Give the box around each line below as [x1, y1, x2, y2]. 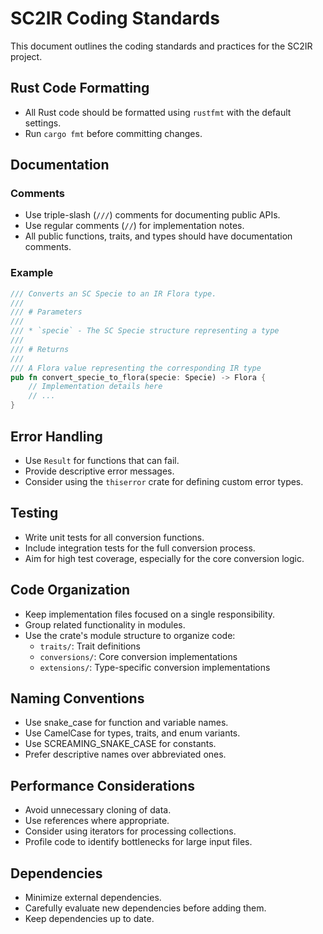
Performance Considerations [10, 777, 195, 794]
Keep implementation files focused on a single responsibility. [24, 608, 276, 620]
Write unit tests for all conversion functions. [24, 531, 205, 543]
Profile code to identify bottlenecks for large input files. [24, 836, 253, 848]
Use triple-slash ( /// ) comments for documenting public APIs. [24, 209, 281, 221]
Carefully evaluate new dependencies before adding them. [24, 902, 267, 914]
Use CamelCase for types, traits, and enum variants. [24, 727, 241, 739]
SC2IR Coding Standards [10, 7, 220, 30]
